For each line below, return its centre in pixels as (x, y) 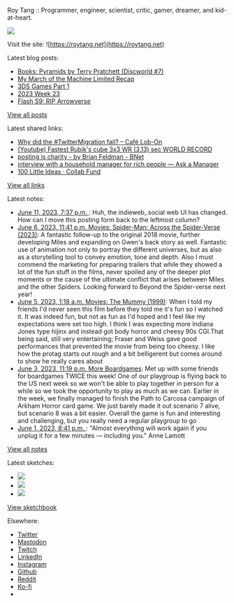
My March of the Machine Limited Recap (76, 79)
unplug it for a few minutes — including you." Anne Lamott (101, 436)
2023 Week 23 (39, 93)
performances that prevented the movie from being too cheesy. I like (116, 346)
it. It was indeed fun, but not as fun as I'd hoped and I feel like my (111, 317)
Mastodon (32, 542)
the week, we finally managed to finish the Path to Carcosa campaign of (121, 398)
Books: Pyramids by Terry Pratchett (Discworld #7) (90, 71)
